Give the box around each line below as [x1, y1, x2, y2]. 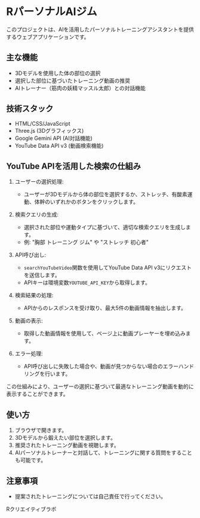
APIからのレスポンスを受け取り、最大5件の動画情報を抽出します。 [23, 304, 187, 312]
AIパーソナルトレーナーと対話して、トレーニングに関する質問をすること [14, 449, 193, 456]
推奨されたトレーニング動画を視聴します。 [14, 441, 119, 449]
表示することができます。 [6, 391, 69, 398]
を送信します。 [23, 272, 61, 279]
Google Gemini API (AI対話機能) [14, 135, 93, 142]
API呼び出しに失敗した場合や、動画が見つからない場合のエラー [23, 362, 179, 370]
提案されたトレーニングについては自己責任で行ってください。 [14, 493, 166, 499]
